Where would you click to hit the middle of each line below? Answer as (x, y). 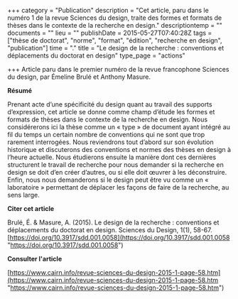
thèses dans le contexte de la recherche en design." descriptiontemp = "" (115, 25)
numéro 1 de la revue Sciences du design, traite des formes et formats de (115, 18)
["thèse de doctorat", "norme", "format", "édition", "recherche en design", (115, 40)
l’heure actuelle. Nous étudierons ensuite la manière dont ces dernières (112, 157)
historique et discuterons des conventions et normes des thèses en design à (119, 149)
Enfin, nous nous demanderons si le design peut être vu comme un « (108, 180)
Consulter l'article (35, 259)
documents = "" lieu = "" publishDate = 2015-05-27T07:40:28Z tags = (110, 33)
